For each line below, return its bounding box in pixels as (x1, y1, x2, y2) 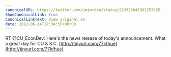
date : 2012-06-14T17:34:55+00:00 (5, 21, 76, 27)
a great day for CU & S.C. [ (5, 41, 61, 47)
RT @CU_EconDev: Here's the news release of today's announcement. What (5, 35, 166, 41)
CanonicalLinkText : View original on (5, 17, 85, 22)
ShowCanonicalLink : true (5, 12, 58, 17)
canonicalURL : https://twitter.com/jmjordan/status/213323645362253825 (5, 7, 160, 13)
